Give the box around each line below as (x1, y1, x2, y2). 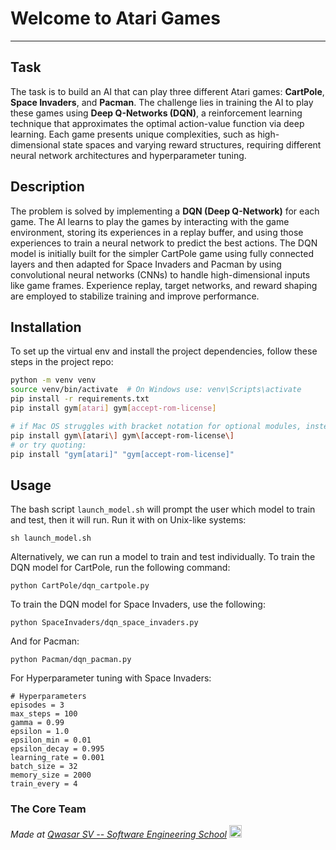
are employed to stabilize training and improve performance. (10, 290, 260, 302)
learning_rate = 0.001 (10, 753, 105, 763)
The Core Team (10, 802, 87, 816)
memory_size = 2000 (10, 770, 92, 781)
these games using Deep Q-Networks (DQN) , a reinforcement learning (10, 107, 303, 119)
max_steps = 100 (10, 709, 78, 719)
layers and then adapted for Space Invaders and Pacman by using (10, 258, 282, 270)
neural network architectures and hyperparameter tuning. (10, 149, 247, 161)
